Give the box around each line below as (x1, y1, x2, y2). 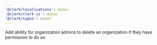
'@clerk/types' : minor (5, 16, 52, 21)
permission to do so (5, 34, 46, 40)
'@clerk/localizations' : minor (5, 7, 69, 12)
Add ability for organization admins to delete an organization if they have (5, 30, 153, 35)
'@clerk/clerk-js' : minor (5, 12, 58, 16)
